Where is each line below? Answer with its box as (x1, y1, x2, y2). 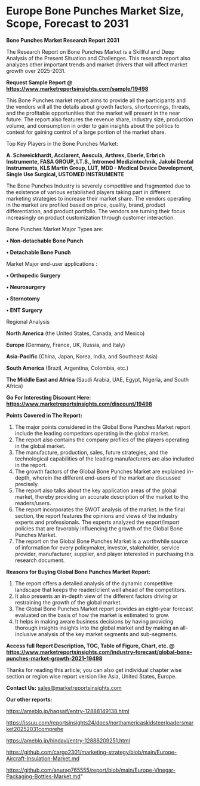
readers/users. (14, 499, 51, 506)
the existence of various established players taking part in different (6, 188, 171, 195)
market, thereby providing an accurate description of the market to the (14, 493, 189, 500)
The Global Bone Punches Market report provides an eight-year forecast (14, 605, 193, 612)
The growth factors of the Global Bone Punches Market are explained (14, 468, 186, 475)
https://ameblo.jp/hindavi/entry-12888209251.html (6, 736, 130, 744)
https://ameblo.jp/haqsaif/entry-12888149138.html (6, 707, 130, 714)
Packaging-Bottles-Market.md (6, 772, 81, 780)
